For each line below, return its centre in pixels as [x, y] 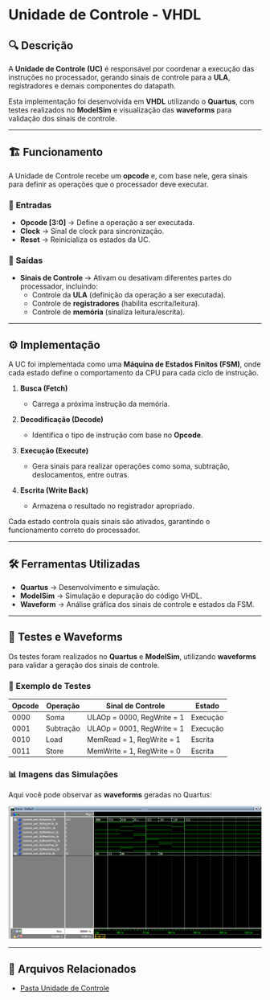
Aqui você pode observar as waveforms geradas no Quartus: [110, 795]
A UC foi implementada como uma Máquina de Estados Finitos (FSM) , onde [135, 364]
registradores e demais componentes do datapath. [92, 86]
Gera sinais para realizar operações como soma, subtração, [131, 466]
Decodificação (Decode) [62, 420]
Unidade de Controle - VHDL [105, 15]
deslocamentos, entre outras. [81, 475]
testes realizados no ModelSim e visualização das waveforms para [120, 110]
